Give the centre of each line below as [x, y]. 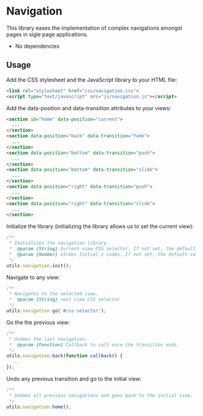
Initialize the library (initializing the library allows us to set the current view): [100, 226]
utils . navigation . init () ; [39, 266]
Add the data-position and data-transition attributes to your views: [89, 108]
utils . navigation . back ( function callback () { [64, 356]
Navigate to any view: [33, 277]
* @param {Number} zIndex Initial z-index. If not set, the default [98, 254]
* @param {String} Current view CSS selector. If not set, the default [102, 249]
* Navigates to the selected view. [53, 294]
